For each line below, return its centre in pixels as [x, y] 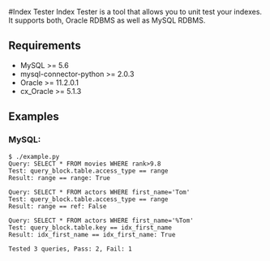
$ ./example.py [34, 156]
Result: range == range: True [60, 178]
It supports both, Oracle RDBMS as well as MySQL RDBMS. [107, 20]
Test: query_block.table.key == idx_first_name [90, 227]
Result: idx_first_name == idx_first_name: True [92, 234]
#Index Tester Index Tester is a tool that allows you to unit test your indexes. [135, 12]
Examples [34, 117]
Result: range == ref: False [58, 206]
